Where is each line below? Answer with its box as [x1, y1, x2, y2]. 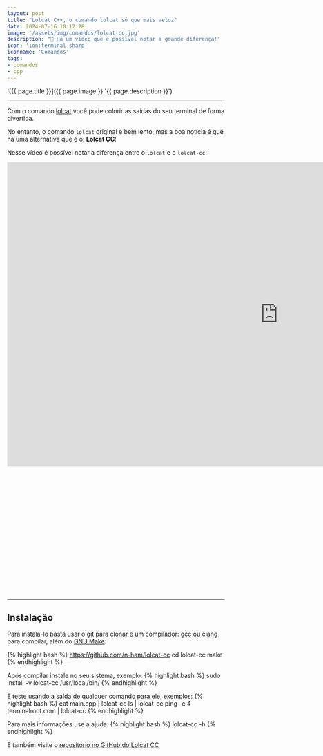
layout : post [7, 10, 45, 17]
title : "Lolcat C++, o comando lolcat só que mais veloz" [7, 17, 177, 23]
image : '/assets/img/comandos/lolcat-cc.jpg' [7, 29, 140, 37]
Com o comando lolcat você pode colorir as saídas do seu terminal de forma [7, 106, 225, 115]
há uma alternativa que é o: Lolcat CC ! [7, 135, 117, 143]
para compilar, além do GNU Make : [7, 637, 107, 646]
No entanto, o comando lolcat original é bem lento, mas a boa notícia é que [7, 127, 224, 135]
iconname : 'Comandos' [7, 49, 70, 56]
